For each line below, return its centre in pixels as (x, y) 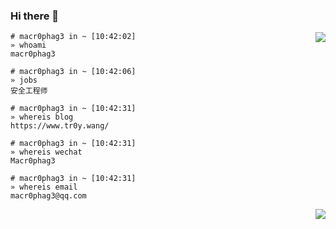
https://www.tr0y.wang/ (60, 126)
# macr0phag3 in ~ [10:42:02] (73, 37)
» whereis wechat (46, 152)
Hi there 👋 (35, 16)
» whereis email (44, 187)
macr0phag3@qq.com (48, 196)
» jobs (24, 80)
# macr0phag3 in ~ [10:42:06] (73, 72)
